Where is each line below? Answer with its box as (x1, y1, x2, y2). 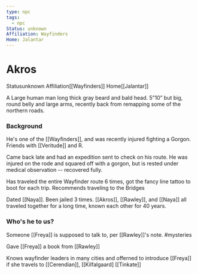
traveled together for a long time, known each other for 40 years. (6, 202, 166, 210)
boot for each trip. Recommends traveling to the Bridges (6, 184, 145, 192)
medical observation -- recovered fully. (6, 166, 103, 174)
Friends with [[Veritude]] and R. (6, 142, 84, 149)
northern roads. (6, 106, 45, 114)
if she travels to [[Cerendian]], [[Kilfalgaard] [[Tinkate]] (6, 261, 142, 268)
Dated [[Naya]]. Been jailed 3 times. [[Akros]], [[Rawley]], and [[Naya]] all (6, 196, 187, 203)
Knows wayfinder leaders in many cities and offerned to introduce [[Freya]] (6, 254, 192, 261)
